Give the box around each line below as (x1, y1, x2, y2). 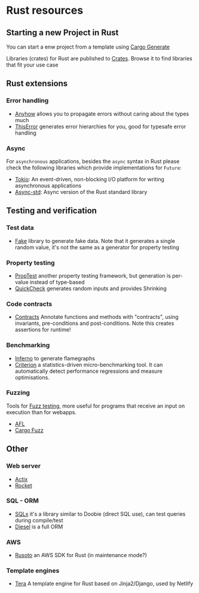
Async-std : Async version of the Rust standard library (14, 188, 148, 195)
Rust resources (6, 4, 84, 17)
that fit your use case (6, 61, 59, 68)
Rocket (14, 482, 33, 489)
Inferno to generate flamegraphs (14, 354, 96, 362)
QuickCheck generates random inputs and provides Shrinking (14, 285, 167, 292)
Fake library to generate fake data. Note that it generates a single (14, 237, 175, 244)
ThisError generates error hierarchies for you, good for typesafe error (14, 123, 186, 130)
